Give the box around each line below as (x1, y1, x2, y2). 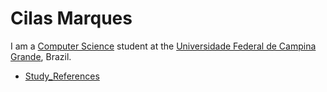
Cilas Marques (10, 7, 133, 30)
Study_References (24, 70, 100, 82)
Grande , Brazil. (10, 50, 72, 62)
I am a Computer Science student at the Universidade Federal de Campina (10, 40, 317, 52)
